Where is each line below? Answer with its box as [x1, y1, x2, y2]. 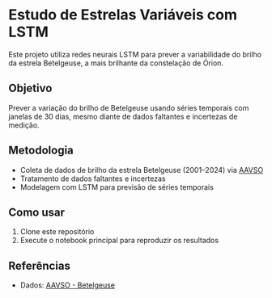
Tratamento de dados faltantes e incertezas [19, 174, 166, 183]
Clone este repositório [19, 227, 95, 237]
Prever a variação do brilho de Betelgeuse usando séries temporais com [8, 103, 249, 112]
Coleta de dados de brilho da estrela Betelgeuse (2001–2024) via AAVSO [19, 165, 264, 174]
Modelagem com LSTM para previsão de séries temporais [19, 182, 215, 191]
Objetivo [8, 82, 53, 95]
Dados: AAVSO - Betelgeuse [19, 280, 116, 290]
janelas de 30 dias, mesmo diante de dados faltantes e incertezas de [8, 111, 238, 121]
